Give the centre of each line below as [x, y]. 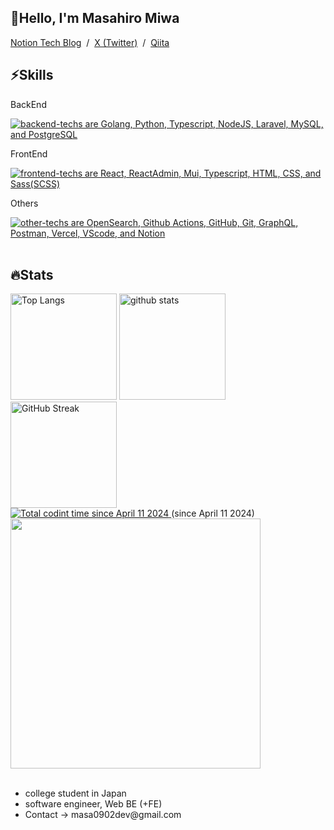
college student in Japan [75, 793]
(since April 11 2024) [213, 513]
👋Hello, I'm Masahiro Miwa [95, 18]
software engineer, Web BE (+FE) [93, 804]
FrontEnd [29, 153]
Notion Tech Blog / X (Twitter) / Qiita [90, 42]
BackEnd [28, 104]
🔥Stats [32, 275]
